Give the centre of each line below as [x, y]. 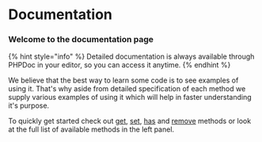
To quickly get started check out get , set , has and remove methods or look [130, 121]
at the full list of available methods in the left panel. [91, 129]
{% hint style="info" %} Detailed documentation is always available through [131, 56]
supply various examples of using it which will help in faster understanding [130, 98]
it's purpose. [29, 106]
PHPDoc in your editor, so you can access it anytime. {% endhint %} [120, 65]
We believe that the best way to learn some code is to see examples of [123, 80]
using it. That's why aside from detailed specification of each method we [127, 89]
